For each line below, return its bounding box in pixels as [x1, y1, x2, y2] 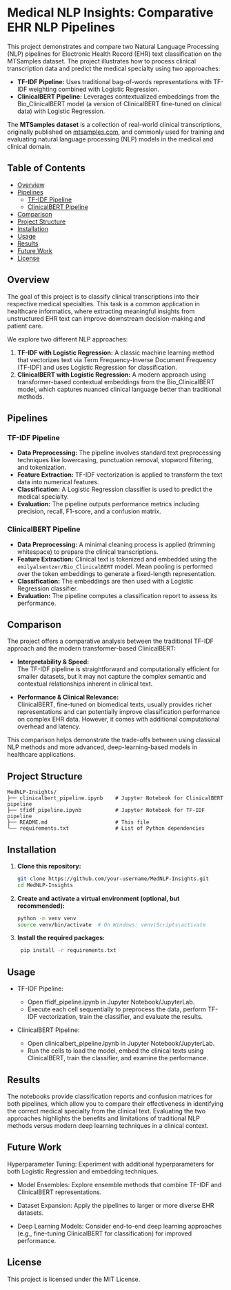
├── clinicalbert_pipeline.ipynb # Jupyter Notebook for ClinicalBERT [7, 795, 224, 802]
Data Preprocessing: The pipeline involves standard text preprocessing [17, 448, 221, 457]
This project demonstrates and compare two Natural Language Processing [7, 42, 219, 50]
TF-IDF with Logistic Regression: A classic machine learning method [17, 348, 214, 357]
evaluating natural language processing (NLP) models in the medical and [7, 135, 214, 143]
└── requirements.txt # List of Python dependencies [7, 825, 205, 832]
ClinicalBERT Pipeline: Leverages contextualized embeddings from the [17, 92, 220, 101]
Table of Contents [7, 162, 86, 174]
